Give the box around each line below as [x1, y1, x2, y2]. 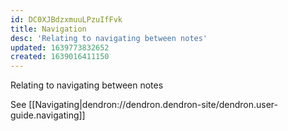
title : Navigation [10, 24, 87, 34]
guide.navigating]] [10, 109, 86, 121]
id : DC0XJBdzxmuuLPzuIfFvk [10, 14, 123, 25]
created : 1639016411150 [10, 52, 110, 62]
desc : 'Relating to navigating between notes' [10, 33, 208, 43]
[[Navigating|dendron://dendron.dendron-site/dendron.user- [28, 99, 279, 111]
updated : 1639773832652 [10, 42, 110, 53]
